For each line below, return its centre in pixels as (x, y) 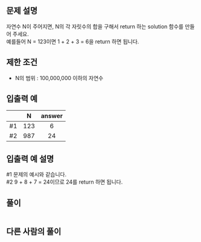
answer (52, 116)
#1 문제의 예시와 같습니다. (37, 175)
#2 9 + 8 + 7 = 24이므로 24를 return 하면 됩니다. (65, 182)
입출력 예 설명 (30, 159)
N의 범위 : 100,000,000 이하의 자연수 (59, 78)
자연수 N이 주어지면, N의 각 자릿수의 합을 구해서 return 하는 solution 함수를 (95, 26)
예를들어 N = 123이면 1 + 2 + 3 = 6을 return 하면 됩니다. (73, 42)
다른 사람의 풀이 (34, 231)
